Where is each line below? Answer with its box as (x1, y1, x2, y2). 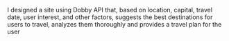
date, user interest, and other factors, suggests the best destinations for (7, 13, 213, 21)
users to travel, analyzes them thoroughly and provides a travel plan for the (7, 20, 222, 28)
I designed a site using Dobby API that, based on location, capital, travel (7, 6, 213, 14)
